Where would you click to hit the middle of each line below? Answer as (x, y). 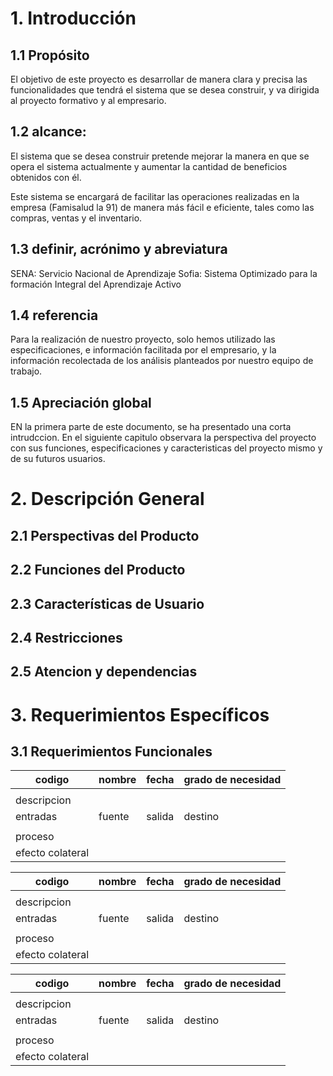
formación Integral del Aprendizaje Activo (96, 284)
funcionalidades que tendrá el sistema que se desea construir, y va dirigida (165, 90)
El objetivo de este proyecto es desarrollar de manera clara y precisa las (159, 79)
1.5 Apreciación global (81, 402)
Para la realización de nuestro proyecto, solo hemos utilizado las (143, 339)
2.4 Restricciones (66, 638)
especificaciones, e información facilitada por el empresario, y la (143, 350)
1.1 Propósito (50, 55)
